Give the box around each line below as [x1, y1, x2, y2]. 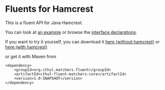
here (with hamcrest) [5, 44, 48, 50]
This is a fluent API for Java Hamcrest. [5, 20, 83, 26]
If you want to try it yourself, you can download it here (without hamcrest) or [5, 38, 160, 45]
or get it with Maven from [5, 53, 57, 60]
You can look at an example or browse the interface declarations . [5, 29, 137, 35]
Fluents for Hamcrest [5, 3, 94, 15]
